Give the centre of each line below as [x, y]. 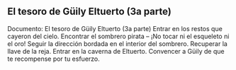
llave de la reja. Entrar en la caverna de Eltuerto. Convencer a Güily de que [116, 51]
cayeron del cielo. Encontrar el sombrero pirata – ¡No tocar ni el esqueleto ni [118, 36]
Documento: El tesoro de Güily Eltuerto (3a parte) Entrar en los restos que [115, 28]
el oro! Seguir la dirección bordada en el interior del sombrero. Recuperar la [118, 43]
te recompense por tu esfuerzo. [54, 59]
